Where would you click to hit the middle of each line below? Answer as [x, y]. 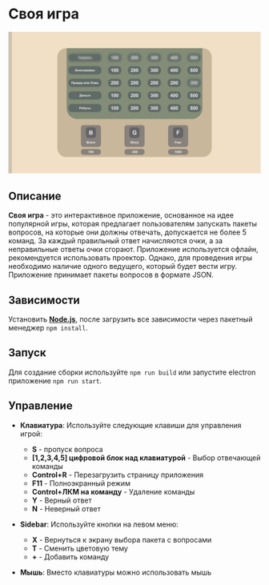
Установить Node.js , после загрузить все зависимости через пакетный [130, 319]
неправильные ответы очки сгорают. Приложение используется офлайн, [133, 250]
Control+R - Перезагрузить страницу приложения [118, 475]
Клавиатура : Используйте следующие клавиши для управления [130, 425]
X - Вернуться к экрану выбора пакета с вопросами [122, 539]
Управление [41, 406]
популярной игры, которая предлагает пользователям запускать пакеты [133, 224]
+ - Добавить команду [70, 556]
